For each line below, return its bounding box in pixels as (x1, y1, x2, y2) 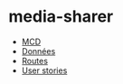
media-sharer (8, 6, 114, 27)
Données (21, 45, 56, 56)
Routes (21, 55, 49, 66)
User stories (21, 65, 68, 76)
